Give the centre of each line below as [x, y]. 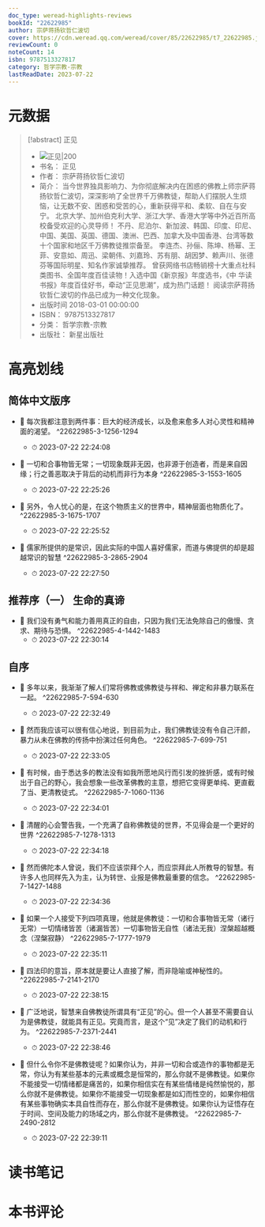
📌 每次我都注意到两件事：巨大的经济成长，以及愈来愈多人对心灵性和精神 [137, 421]
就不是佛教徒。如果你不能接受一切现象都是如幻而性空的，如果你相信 [144, 1094]
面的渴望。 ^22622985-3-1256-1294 [79, 431]
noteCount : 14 [32, 52]
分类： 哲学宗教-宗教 [73, 324]
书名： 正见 [58, 166]
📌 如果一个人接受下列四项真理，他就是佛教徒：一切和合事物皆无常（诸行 [137, 918]
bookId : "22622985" [40, 23]
